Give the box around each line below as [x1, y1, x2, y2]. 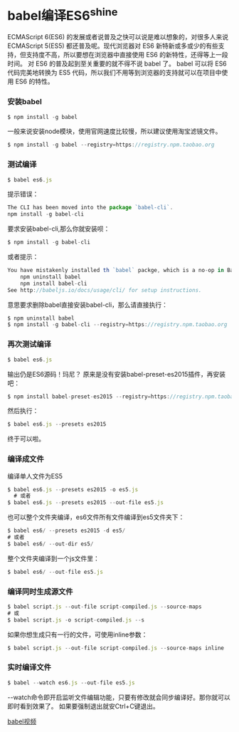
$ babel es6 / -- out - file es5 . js [7, 568, 103, 575]
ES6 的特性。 [15, 77, 54, 86]
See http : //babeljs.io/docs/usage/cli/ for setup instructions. [7, 286, 202, 293]
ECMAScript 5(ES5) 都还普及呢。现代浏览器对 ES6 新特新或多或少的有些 [7, 41, 218, 51]
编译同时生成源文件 [7, 586, 73, 596]
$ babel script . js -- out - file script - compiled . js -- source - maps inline [7, 644, 224, 652]
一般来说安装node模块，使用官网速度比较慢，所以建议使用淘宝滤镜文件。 [7, 127, 222, 136]
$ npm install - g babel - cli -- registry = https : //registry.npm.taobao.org [7, 321, 228, 328]
